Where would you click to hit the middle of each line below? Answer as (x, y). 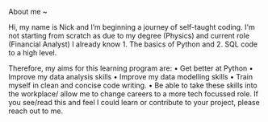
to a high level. (33, 53)
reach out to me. (36, 111)
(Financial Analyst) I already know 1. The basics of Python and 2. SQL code (133, 44)
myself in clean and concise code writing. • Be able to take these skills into (133, 85)
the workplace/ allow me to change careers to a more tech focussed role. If (134, 94)
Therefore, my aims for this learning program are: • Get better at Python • (131, 68)
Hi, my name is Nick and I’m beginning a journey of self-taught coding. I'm (132, 27)
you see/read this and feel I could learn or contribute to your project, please (134, 102)
